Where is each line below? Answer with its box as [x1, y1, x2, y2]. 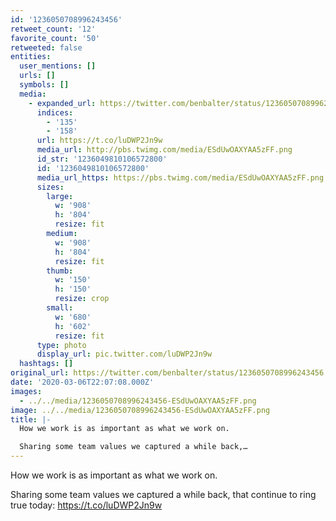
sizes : [36, 182, 65, 192]
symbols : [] [19, 80, 70, 90]
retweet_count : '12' [10, 24, 97, 34]
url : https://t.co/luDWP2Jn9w [36, 136, 163, 146]
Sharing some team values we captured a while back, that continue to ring [10, 489, 317, 500]
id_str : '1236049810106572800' [36, 154, 168, 164]
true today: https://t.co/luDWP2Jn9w [10, 499, 163, 511]
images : [10, 386, 43, 396]
